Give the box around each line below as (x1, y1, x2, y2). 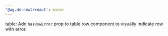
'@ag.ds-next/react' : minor (5, 7, 65, 12)
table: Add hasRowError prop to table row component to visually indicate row (5, 21, 163, 27)
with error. (5, 26, 27, 32)
